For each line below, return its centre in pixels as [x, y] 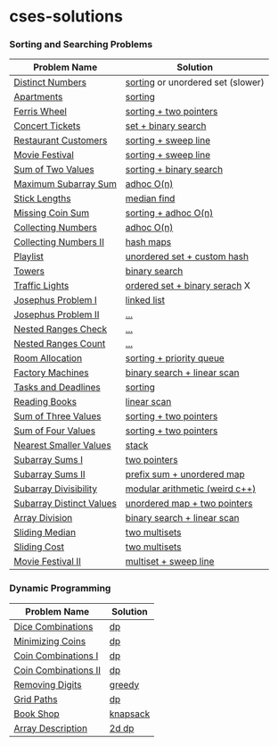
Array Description [50, 728]
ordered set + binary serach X [188, 286]
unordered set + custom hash [187, 256]
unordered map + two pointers [189, 504]
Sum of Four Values [55, 431]
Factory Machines [51, 373]
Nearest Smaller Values [62, 446]
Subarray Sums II [50, 474]
